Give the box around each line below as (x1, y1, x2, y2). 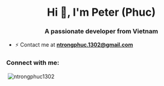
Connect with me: (6, 59, 60, 67)
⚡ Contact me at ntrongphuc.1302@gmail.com (14, 41, 133, 48)
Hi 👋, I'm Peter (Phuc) (46, 5, 156, 19)
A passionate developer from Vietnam (44, 27, 159, 36)
